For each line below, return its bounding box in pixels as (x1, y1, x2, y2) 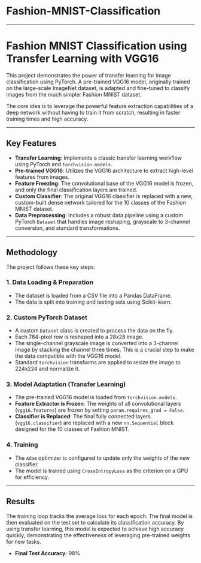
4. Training (6, 441, 38, 449)
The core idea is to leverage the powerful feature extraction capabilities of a (6, 102, 193, 109)
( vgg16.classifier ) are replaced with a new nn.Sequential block (14, 419, 174, 427)
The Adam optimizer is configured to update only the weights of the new (14, 454, 190, 462)
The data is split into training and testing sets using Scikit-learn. (14, 298, 172, 306)
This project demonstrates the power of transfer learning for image (6, 71, 172, 79)
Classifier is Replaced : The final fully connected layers (14, 413, 151, 420)
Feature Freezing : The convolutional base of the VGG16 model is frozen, (14, 179, 194, 187)
